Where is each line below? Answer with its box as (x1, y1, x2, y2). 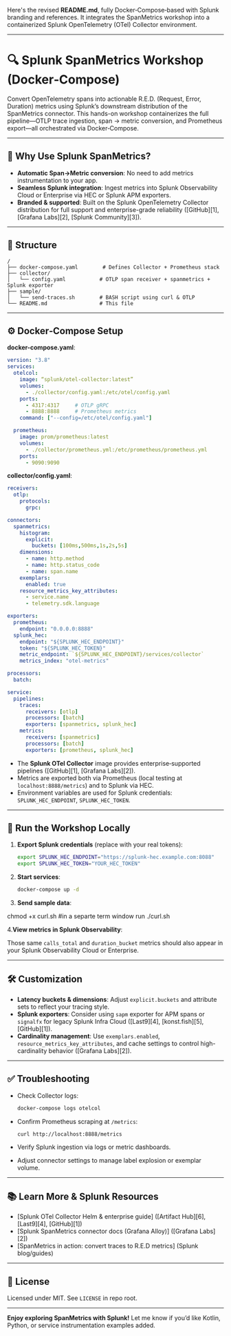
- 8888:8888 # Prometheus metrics (25, 408, 137, 415)
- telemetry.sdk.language (25, 600, 100, 607)
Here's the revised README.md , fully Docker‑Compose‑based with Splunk (7, 6, 219, 14)
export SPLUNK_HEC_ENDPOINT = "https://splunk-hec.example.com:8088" (16, 854, 214, 861)
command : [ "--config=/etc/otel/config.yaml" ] (19, 414, 153, 422)
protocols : (19, 498, 51, 505)
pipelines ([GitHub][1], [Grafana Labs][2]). (16, 766, 136, 775)
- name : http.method (25, 555, 85, 562)
